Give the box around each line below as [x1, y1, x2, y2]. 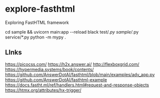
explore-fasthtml [5, 3, 75, 15]
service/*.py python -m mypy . [5, 34, 66, 40]
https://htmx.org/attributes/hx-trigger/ [5, 87, 81, 93]
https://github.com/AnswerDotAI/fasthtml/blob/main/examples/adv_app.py [5, 72, 155, 78]
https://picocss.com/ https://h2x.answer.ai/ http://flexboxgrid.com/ [5, 61, 140, 67]
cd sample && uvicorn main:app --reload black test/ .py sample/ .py [5, 29, 139, 35]
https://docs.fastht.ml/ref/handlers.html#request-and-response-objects [5, 82, 149, 88]
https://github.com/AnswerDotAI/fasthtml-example [5, 77, 107, 82]
